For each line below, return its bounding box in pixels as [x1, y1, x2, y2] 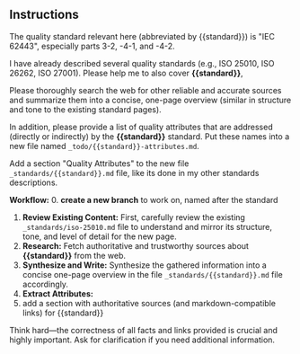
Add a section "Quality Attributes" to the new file [9, 157, 190, 169]
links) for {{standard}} [22, 307, 104, 318]
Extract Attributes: [22, 288, 94, 299]
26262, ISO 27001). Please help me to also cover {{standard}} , [9, 67, 244, 78]
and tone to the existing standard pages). [9, 103, 162, 115]
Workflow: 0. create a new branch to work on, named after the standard [9, 194, 278, 205]
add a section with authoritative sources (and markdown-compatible [22, 297, 277, 308]
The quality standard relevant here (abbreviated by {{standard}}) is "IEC [9, 31, 276, 41]
